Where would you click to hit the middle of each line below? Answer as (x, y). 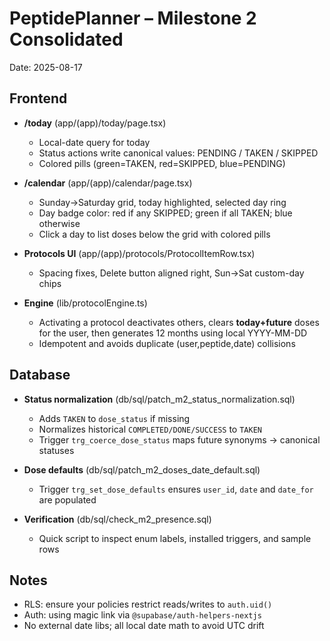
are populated (67, 499)
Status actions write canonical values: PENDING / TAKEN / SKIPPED (178, 153)
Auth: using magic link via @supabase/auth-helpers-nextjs (142, 615)
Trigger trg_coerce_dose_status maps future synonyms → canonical (179, 439)
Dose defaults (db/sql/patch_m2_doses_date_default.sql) (142, 469)
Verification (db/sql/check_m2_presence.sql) (117, 519)
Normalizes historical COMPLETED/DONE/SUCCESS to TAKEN (150, 429)
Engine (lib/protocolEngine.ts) (85, 303)
